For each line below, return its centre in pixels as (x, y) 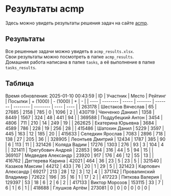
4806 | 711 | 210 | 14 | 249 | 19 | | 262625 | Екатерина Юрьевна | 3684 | (81, 123)
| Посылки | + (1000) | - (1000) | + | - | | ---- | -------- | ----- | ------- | (80, 101)
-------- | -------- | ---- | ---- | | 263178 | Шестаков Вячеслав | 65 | (85, 106)
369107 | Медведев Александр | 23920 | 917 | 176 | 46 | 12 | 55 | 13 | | (80, 155)
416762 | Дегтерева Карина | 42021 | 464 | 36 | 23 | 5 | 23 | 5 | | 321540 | (83, 160)
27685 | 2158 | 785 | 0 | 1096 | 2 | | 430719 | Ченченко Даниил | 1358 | (80, 112)
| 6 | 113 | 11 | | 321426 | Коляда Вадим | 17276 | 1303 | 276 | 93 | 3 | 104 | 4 (85, 144)
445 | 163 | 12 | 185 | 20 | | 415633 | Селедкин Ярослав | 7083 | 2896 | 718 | (86, 133)
